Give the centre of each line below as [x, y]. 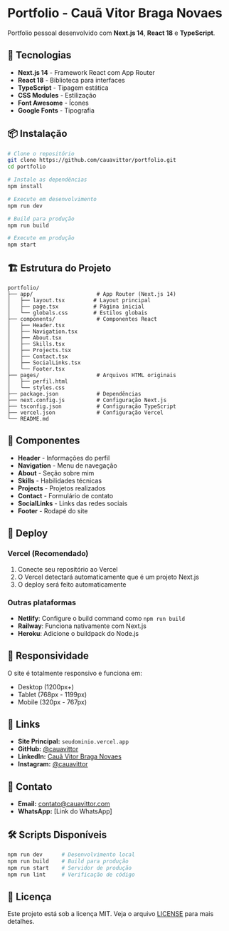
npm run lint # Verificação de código [71, 875]
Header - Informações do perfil [64, 458]
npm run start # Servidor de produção [70, 868]
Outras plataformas [42, 602]
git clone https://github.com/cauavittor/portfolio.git [92, 160]
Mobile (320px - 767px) [52, 702]
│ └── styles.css [36, 388]
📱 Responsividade [48, 656]
